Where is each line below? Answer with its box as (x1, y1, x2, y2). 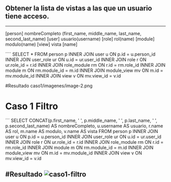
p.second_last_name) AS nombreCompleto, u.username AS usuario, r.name (5, 122, 163, 129)
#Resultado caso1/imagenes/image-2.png (5, 83, 93, 89)
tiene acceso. (5, 12, 49, 21)
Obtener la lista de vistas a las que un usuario (5, 4, 152, 13)
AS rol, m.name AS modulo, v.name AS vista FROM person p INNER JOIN (5, 128, 158, 134)
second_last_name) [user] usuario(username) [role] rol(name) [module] (5, 36, 155, 42)
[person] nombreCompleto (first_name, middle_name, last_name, (5, 30, 141, 36)
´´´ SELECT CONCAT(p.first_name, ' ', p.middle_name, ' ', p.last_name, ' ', (5, 117, 158, 123)
